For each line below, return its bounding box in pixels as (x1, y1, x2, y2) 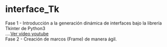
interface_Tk (5, 3, 60, 15)
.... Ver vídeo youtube (5, 30, 49, 36)
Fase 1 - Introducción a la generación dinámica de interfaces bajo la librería (5, 20, 162, 26)
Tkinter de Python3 (5, 25, 46, 31)
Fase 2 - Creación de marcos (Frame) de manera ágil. (5, 36, 117, 42)
